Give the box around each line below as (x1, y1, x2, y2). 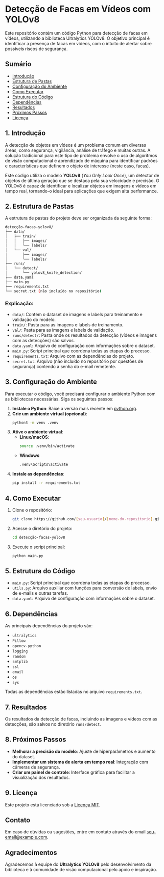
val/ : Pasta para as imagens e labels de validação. (12, 327, 115, 333)
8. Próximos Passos (5, 735, 67, 744)
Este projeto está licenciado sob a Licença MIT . (5, 801, 100, 808)
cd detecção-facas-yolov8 (12, 535, 65, 540)
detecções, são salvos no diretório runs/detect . (5, 721, 101, 727)
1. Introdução (5, 129, 46, 137)
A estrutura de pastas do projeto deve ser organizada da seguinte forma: (5, 215, 152, 221)
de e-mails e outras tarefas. (12, 590, 69, 596)
